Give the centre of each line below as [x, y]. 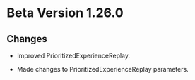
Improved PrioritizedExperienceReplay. [73, 55]
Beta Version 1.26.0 [65, 13]
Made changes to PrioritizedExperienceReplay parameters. [102, 69]
